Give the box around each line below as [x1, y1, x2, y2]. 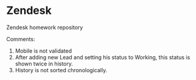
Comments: [6, 35, 35, 42]
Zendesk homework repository [6, 24, 83, 31]
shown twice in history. [15, 60, 73, 67]
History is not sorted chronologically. [15, 66, 107, 73]
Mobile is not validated [15, 47, 72, 55]
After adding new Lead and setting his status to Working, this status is [15, 53, 191, 61]
